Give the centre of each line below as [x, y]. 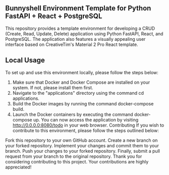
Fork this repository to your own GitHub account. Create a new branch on [81, 140]
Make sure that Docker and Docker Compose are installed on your [81, 82]
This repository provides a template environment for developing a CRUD [80, 28]
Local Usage [25, 60]
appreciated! [18, 167]
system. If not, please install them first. [53, 87]
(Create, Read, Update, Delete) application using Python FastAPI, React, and [84, 34]
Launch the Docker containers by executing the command [73, 114]
